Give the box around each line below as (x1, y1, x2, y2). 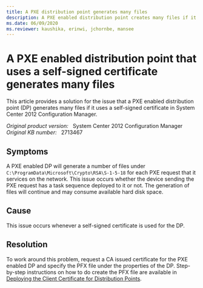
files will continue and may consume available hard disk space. (6, 189, 164, 195)
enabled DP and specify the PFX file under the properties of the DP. (6, 262, 175, 269)
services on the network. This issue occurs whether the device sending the (6, 175, 195, 183)
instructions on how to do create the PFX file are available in (27, 268, 177, 276)
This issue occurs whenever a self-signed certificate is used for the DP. (6, 222, 185, 229)
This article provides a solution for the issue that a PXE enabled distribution (6, 98, 194, 105)
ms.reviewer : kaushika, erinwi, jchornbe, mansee (6, 25, 135, 32)
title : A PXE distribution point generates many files (6, 8, 148, 15)
